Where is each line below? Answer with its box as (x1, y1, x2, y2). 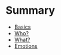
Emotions (14, 42, 38, 50)
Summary (5, 4, 55, 17)
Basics (14, 23, 31, 30)
